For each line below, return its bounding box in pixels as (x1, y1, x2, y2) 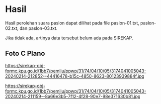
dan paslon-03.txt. (19, 25, 58, 31)
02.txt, (5, 25, 19, 31)
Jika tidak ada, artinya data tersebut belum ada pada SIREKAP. (5, 35, 133, 41)
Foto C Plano (5, 49, 45, 58)
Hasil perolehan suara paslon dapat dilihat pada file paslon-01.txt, (5, 20, 140, 26)
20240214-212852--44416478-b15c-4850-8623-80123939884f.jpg (5, 73, 145, 79)
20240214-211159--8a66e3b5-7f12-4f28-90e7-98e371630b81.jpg (5, 93, 141, 99)
